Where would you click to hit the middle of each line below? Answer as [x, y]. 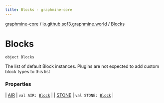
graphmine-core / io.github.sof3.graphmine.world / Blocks [65, 24]
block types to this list [28, 71]
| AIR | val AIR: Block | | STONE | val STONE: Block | [59, 95]
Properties [18, 84]
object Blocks [20, 57]
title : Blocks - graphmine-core [39, 10]
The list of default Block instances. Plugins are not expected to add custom [82, 66]
